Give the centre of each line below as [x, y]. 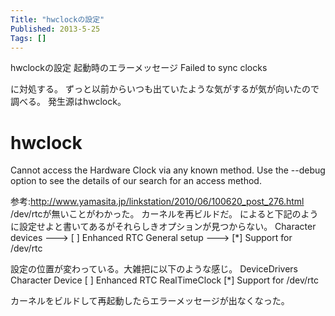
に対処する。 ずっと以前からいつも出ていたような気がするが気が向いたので [165, 89]
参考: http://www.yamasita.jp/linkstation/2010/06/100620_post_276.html [157, 202]
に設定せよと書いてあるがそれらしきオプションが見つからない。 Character [163, 227]
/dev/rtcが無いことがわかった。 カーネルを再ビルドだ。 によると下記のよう [164, 214]
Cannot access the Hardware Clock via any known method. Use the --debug [168, 170]
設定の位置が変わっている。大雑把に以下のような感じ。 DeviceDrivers [154, 269]
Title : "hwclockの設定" [57, 19]
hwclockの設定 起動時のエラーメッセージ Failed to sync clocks [139, 68]
